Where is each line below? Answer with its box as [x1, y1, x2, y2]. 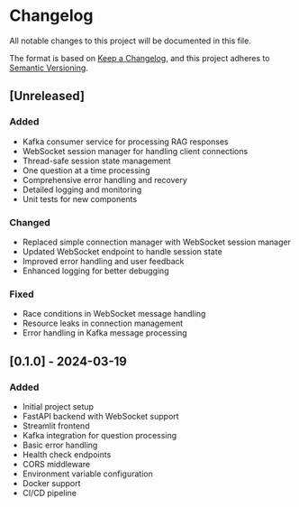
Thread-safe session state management [22, 155, 171, 166]
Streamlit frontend [22, 420, 90, 431]
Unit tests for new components [22, 193, 138, 204]
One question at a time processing [22, 164, 150, 176]
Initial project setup [22, 401, 95, 411]
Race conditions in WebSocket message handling [22, 309, 206, 319]
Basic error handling [22, 439, 98, 450]
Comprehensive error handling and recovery [22, 174, 187, 185]
